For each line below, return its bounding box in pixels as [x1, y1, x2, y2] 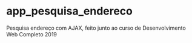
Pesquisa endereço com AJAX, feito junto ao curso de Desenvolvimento [6, 24, 186, 31]
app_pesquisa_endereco [6, 4, 133, 18]
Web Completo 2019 [6, 30, 58, 38]
